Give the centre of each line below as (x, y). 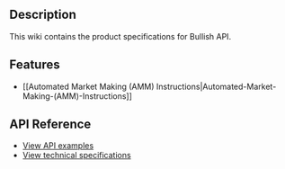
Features (35, 65)
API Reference (50, 125)
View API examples (58, 146)
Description (43, 15)
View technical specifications (77, 156)
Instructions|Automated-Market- (216, 86)
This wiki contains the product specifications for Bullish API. (120, 36)
